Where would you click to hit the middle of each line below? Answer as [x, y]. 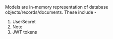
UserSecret [24, 22]
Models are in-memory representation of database [57, 7]
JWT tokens [25, 32]
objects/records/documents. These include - [51, 12]
